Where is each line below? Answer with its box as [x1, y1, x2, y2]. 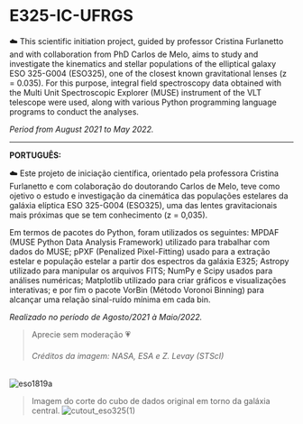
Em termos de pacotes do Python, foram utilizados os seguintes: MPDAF [9, 226, 280, 237]
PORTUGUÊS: [9, 150, 61, 161]
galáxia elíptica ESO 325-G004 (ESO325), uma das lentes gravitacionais [9, 199, 278, 210]
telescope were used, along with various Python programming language [9, 97, 277, 107]
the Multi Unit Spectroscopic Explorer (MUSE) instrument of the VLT [9, 87, 262, 97]
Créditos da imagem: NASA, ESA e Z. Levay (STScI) [31, 350, 225, 361]
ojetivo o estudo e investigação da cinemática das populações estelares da [9, 190, 289, 201]
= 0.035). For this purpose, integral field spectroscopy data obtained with [9, 78, 282, 88]
